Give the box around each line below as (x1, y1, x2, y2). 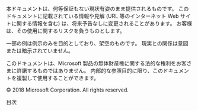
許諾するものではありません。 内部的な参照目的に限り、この (16, 67, 163, 74)
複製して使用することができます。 (16, 74, 100, 81)
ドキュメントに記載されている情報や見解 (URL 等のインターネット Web (6, 12, 179, 19)
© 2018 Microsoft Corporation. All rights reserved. (6, 86, 129, 93)
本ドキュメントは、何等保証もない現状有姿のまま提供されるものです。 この (6, 5, 189, 12)
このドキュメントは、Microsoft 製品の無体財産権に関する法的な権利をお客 (6, 60, 187, 67)
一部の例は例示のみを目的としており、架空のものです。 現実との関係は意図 (6, 40, 189, 47)
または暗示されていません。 (6, 47, 74, 54)
